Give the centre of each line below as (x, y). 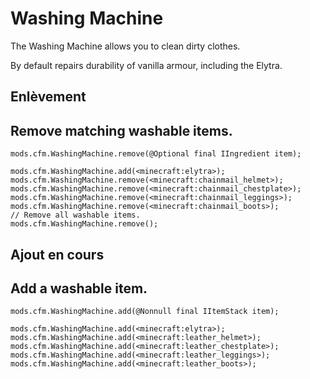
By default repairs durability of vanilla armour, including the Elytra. (146, 65)
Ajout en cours (57, 254)
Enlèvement (48, 97)
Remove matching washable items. (121, 130)
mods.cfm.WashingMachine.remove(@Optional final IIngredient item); (156, 154)
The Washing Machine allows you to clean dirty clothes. (125, 46)
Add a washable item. (79, 288)
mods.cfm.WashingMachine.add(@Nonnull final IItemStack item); (145, 312)
